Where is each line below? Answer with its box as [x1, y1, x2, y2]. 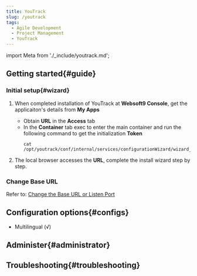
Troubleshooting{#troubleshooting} [6, 260, 141, 270]
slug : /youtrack [6, 14, 46, 20]
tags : [6, 19, 19, 25]
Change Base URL [6, 177, 58, 185]
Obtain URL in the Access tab [23, 117, 96, 124]
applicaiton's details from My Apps [14, 106, 100, 113]
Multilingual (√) [14, 223, 52, 230]
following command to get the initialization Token [23, 130, 142, 137]
